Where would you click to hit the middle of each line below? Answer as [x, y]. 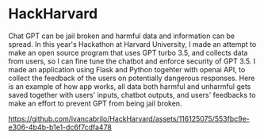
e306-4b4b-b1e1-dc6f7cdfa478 [60, 127]
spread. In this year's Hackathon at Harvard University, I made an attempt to [132, 44]
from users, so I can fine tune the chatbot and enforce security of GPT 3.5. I [132, 61]
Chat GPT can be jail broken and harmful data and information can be [122, 36]
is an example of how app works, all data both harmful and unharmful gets [130, 86]
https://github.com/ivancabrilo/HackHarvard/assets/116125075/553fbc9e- [129, 118]
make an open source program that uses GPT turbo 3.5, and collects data [128, 52]
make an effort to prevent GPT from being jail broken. [95, 103]
